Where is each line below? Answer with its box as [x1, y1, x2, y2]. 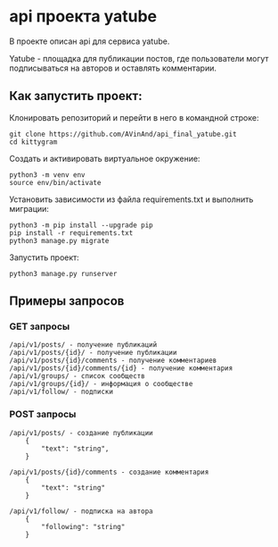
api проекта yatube [9, 6, 158, 27]
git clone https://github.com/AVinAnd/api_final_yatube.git [9, 130, 238, 139]
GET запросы [9, 320, 70, 332]
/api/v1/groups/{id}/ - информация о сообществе [9, 380, 193, 389]
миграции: [9, 203, 49, 214]
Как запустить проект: [9, 88, 143, 104]
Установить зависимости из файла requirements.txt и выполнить [9, 194, 254, 205]
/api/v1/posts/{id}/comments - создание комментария [9, 467, 209, 476]
